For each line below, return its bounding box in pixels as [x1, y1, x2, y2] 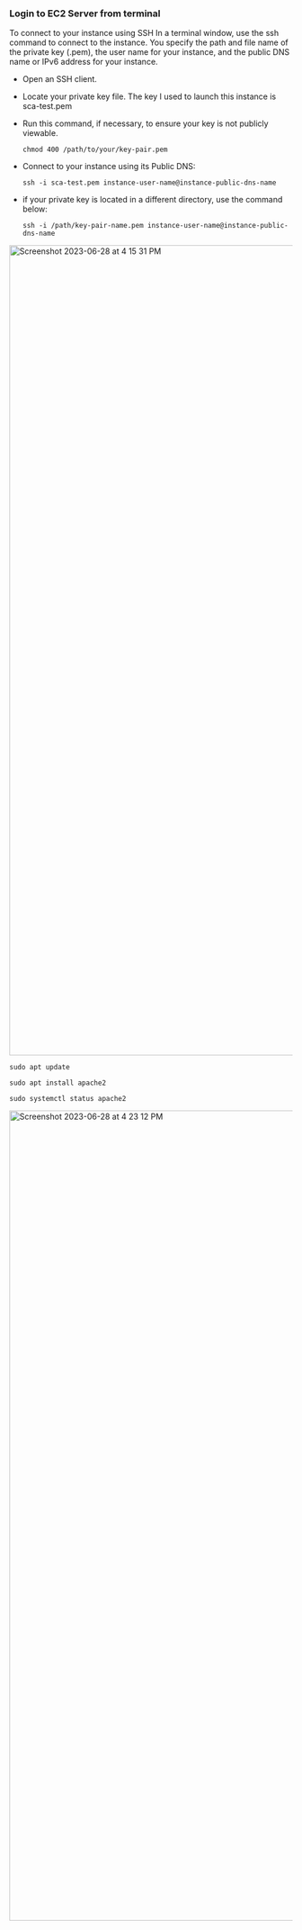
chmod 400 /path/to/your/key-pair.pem [22, 145, 168, 155]
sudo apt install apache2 [9, 1078, 106, 1087]
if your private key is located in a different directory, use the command [22, 194, 283, 205]
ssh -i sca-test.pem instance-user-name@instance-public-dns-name [22, 178, 277, 187]
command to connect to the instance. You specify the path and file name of [9, 37, 289, 48]
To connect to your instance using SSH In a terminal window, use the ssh [9, 28, 280, 39]
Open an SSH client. [22, 74, 97, 85]
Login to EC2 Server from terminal [9, 7, 161, 20]
